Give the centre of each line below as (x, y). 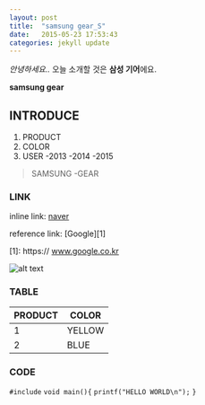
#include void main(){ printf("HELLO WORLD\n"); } (103, 392)
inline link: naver (39, 216)
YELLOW (85, 330)
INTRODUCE (44, 115)
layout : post (34, 18)
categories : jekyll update (60, 43)
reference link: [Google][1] (57, 233)
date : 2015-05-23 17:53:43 (64, 34)
